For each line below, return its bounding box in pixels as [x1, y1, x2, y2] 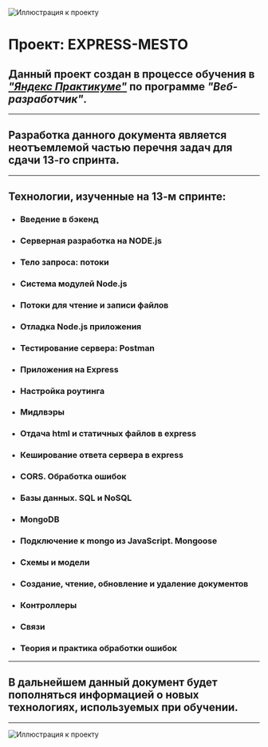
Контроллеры [19, 599, 77, 610]
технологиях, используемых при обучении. [8, 701, 238, 714]
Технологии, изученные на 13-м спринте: [8, 190, 227, 204]
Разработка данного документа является [8, 129, 227, 142]
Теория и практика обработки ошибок [19, 642, 178, 654]
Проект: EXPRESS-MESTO [8, 36, 189, 54]
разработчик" [8, 92, 84, 105]
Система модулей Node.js [19, 278, 128, 289]
